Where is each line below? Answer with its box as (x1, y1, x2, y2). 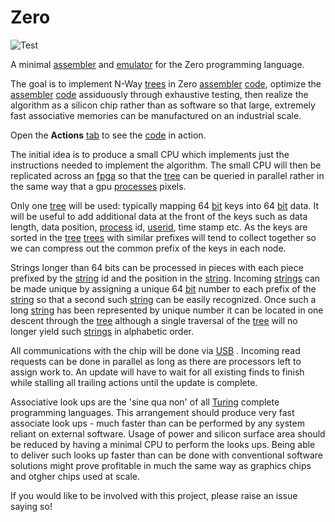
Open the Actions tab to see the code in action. (10, 129, 207, 141)
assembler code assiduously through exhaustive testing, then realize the (10, 88, 309, 100)
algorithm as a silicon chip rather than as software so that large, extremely (10, 99, 316, 111)
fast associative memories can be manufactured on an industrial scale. (10, 109, 302, 121)
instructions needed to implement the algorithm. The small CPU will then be (10, 159, 322, 171)
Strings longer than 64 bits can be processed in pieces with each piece (10, 261, 304, 273)
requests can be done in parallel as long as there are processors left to (10, 355, 302, 367)
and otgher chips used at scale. (10, 470, 140, 482)
